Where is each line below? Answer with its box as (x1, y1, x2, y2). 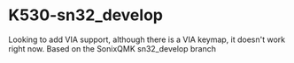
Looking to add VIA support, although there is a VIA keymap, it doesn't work (8, 34, 286, 45)
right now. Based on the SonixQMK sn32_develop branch (8, 43, 217, 53)
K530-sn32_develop (8, 5, 163, 25)
